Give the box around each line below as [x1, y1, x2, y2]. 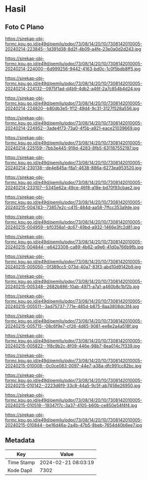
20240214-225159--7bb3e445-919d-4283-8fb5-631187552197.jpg [5, 145, 139, 151]
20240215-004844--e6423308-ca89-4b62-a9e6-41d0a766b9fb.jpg [5, 244, 144, 250]
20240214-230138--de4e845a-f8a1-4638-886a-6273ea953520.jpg [5, 165, 142, 171]
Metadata [5, 436, 35, 444]
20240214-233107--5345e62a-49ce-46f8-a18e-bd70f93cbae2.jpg [5, 185, 140, 191]
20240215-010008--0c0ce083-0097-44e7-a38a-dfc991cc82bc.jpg [5, 363, 142, 368]
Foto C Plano [5, 23, 44, 31]
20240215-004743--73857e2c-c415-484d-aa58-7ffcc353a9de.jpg [5, 205, 140, 210]
